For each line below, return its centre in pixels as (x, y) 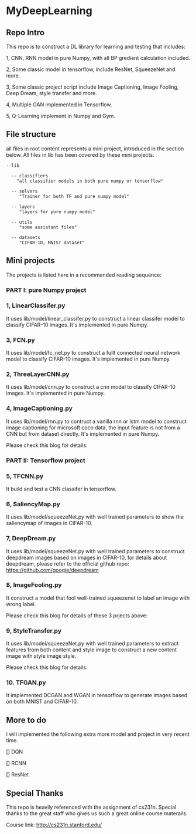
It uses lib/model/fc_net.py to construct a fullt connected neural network (93, 353)
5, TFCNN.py (25, 476)
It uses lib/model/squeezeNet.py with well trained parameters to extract (92, 644)
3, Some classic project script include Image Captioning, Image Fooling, (92, 87)
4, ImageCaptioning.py (39, 408)
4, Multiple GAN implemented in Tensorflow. (59, 105)
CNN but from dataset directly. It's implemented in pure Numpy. (83, 433)
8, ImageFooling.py (34, 585)
